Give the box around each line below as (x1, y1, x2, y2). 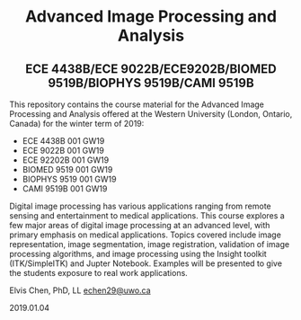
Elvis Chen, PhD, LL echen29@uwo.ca (9, 285, 151, 296)
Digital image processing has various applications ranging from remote (9, 200, 271, 211)
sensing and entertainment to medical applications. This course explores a (9, 210, 285, 221)
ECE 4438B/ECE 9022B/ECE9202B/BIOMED (25, 61, 277, 76)
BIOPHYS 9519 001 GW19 (22, 173, 117, 184)
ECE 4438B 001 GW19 (22, 136, 105, 146)
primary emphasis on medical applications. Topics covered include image (9, 229, 281, 240)
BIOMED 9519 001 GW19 (22, 164, 113, 174)
